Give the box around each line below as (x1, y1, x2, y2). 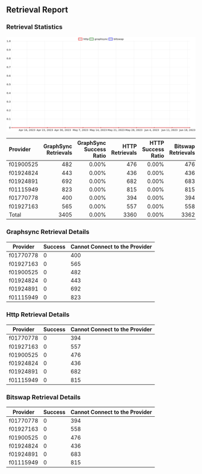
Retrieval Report (6, 5, 69, 15)
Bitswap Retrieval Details (6, 393, 81, 401)
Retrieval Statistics (6, 23, 63, 31)
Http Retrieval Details (6, 310, 70, 319)
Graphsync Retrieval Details (6, 228, 90, 236)
